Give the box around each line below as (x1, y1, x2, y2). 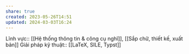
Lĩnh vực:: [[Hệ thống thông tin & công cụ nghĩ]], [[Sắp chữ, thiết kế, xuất (5, 35, 184, 42)
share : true (5, 8, 35, 15)
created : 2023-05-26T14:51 (5, 14, 72, 20)
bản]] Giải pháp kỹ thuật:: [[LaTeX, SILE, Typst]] (5, 41, 122, 48)
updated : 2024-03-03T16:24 (5, 19, 72, 25)
